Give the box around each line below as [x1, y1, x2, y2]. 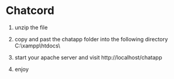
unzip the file [14, 24, 48, 31]
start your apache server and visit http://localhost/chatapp [14, 53, 162, 61]
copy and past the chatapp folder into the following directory [14, 35, 168, 43]
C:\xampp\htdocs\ [14, 42, 61, 49]
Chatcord [6, 4, 55, 18]
